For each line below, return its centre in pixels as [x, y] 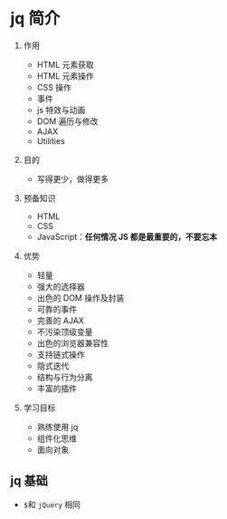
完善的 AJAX [61, 320]
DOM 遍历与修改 [67, 121]
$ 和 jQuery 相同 [52, 505]
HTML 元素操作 [65, 76]
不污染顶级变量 [65, 332]
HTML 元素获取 [65, 64]
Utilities [51, 140]
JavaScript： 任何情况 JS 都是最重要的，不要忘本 [127, 236]
